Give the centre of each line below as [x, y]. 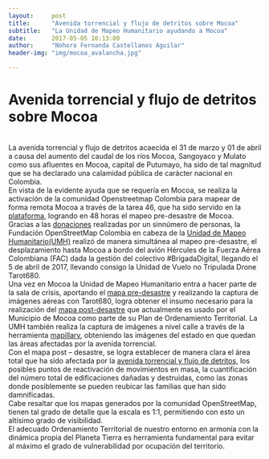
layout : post [37, 16]
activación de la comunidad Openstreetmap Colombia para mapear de [124, 198]
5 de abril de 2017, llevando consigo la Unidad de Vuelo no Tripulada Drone [132, 266]
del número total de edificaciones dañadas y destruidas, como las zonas [128, 377]
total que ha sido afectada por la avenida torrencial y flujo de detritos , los [129, 360]
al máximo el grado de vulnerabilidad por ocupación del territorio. [116, 445]
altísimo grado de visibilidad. [55, 420]
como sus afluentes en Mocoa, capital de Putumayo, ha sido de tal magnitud [135, 165]
